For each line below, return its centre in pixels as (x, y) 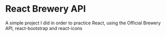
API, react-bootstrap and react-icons (44, 28)
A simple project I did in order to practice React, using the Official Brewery (83, 23)
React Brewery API (46, 9)
